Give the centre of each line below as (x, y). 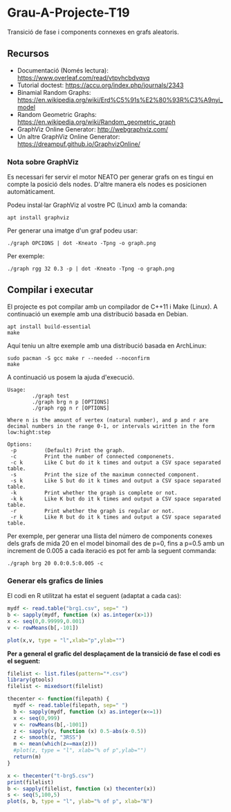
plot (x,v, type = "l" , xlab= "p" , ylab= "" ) (66, 640)
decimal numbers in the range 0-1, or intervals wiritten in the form (111, 426)
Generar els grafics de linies (55, 581)
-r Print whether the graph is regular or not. (92, 511)
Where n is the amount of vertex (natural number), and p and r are (108, 420)
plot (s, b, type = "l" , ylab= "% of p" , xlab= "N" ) (80, 802)
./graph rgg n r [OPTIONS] (71, 408)
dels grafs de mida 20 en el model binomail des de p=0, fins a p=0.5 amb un (116, 543)
